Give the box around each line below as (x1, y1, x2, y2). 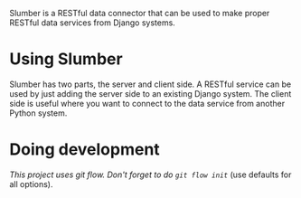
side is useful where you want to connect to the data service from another (9, 98, 286, 108)
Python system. (9, 108, 68, 118)
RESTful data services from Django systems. (9, 17, 176, 28)
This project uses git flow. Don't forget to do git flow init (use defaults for (9, 169, 292, 180)
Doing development (9, 139, 160, 160)
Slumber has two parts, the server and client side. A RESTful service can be (9, 79, 292, 90)
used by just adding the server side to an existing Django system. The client (9, 88, 292, 99)
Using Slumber (9, 49, 124, 70)
